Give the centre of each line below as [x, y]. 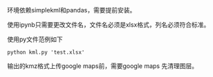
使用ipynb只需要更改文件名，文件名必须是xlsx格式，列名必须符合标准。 [109, 25]
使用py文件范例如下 [35, 39]
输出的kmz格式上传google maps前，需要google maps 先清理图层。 [103, 66]
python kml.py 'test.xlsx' [46, 52]
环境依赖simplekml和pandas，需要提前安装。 [72, 10]
